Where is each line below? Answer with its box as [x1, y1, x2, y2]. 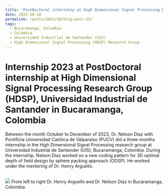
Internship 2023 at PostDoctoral [5, 61, 141, 72]
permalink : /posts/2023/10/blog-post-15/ [5, 16, 93, 21]
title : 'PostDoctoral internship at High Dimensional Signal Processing [5, 7, 160, 12]
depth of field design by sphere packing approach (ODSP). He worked [5, 157, 150, 163]
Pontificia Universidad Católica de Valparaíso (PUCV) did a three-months [5, 136, 155, 142]
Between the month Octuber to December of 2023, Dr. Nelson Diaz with [5, 131, 153, 137]
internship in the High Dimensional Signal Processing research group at [5, 141, 152, 147]
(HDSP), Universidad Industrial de [5, 93, 148, 104]
